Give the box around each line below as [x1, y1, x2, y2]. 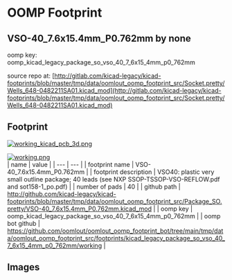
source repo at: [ [7, 71, 55, 80]
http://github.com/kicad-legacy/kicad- [7, 189, 116, 198]
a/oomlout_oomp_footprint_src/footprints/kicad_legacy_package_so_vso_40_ [7, 234, 225, 242]
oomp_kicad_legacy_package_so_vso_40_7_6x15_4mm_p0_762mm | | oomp [7, 211, 221, 220]
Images [7, 261, 40, 273]
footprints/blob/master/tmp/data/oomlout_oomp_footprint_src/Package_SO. [7, 197, 222, 205]
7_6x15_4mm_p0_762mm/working [7, 241, 102, 250]
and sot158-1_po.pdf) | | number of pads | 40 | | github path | [7, 182, 181, 191]
